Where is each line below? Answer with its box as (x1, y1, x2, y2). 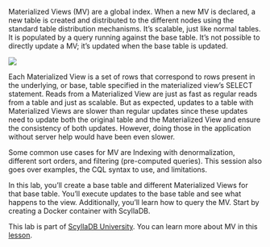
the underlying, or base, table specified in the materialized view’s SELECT (8, 81, 253, 90)
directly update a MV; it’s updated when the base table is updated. (8, 41, 228, 51)
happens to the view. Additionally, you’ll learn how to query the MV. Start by (8, 198, 260, 207)
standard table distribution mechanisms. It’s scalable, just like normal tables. (8, 24, 261, 33)
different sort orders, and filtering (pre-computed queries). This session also (8, 157, 262, 165)
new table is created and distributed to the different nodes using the (8, 15, 235, 25)
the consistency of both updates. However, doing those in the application (8, 123, 251, 132)
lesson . (8, 230, 33, 240)
